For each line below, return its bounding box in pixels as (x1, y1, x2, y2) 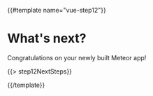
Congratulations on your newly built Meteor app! (7, 53, 147, 62)
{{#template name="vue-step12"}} (7, 6, 106, 14)
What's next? (7, 31, 87, 46)
